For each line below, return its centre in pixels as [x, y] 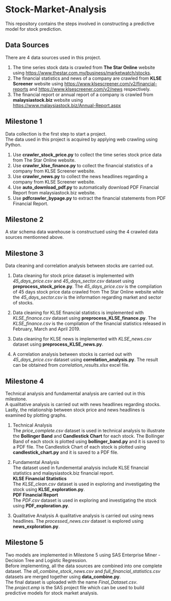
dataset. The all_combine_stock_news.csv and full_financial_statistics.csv [83, 571]
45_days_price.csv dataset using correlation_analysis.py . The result [85, 360]
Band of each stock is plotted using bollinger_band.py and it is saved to [89, 441]
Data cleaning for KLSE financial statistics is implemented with [78, 313]
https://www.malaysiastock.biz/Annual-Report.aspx [67, 105]
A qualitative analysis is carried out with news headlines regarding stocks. [83, 404]
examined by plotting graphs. [36, 415]
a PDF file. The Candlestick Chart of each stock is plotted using [79, 447]
